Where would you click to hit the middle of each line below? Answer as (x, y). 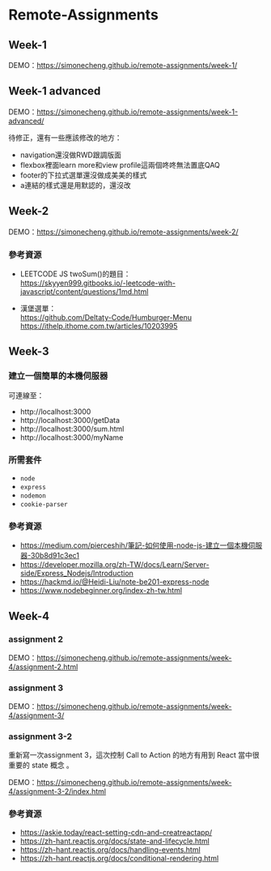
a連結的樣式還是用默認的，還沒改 (75, 185)
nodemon (33, 496)
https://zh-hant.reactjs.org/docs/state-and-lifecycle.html (115, 841)
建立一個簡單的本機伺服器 (58, 376)
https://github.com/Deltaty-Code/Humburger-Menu (106, 317)
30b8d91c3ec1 (55, 556)
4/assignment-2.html (43, 667)
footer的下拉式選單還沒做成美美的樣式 (83, 175)
